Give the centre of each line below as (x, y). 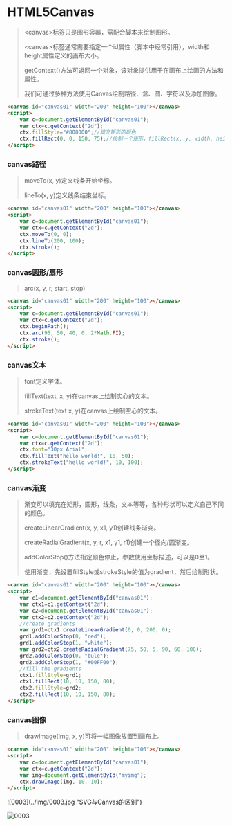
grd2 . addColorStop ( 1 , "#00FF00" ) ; (69, 662)
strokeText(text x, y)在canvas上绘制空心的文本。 (93, 411)
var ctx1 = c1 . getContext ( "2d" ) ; (65, 604)
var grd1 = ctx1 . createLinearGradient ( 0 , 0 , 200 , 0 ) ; (95, 630)
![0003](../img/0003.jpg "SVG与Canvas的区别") (75, 802)
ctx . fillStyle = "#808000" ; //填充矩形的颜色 (78, 132)
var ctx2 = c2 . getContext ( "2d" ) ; (65, 617)
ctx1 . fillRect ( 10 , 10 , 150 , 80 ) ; (68, 682)
